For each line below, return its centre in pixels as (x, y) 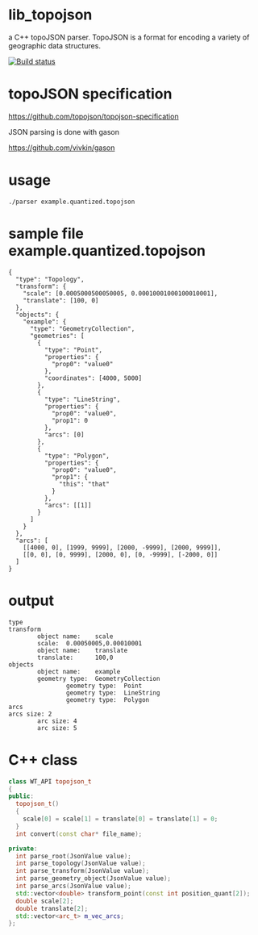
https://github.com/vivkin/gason (62, 148)
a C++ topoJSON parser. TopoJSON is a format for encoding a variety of (129, 37)
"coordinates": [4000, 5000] (93, 378)
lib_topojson (50, 15)
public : (21, 796)
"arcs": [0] (64, 434)
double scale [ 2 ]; (45, 901)
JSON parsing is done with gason (64, 131)
